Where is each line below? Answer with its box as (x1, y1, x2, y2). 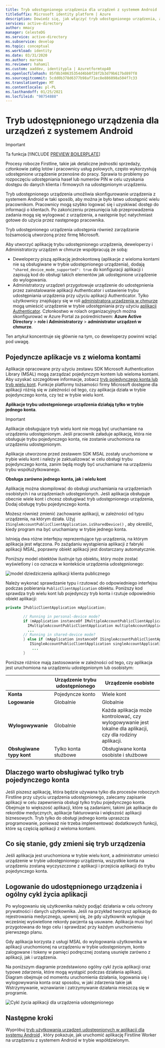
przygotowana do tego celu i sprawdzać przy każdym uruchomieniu (5, 924, 143, 930)
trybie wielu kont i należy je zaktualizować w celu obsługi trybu (5, 456, 133, 462)
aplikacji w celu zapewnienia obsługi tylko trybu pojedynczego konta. (5, 799, 146, 805)
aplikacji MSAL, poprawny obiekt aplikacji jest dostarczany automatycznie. (5, 546, 156, 552)
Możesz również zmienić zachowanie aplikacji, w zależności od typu (5, 511, 144, 516)
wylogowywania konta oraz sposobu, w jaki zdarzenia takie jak (5, 980, 133, 986)
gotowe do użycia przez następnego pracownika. (5, 217, 105, 223)
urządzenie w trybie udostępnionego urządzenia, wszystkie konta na (5, 858, 144, 864)
